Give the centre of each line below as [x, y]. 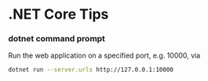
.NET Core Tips [58, 14]
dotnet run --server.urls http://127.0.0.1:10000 [91, 70]
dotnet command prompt [57, 39]
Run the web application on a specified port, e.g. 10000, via [104, 55]
